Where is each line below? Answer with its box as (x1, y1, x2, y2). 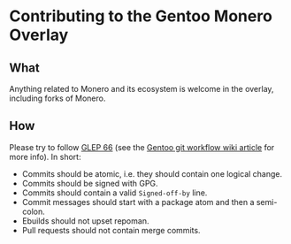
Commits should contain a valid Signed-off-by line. (21, 187, 208, 198)
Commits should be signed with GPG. (21, 178, 158, 188)
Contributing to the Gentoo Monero (9, 6, 272, 27)
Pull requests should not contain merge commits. (21, 225, 201, 235)
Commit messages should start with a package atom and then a (21, 196, 255, 207)
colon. (21, 206, 46, 217)
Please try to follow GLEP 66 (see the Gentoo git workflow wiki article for (9, 141, 275, 152)
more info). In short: (9, 151, 81, 162)
